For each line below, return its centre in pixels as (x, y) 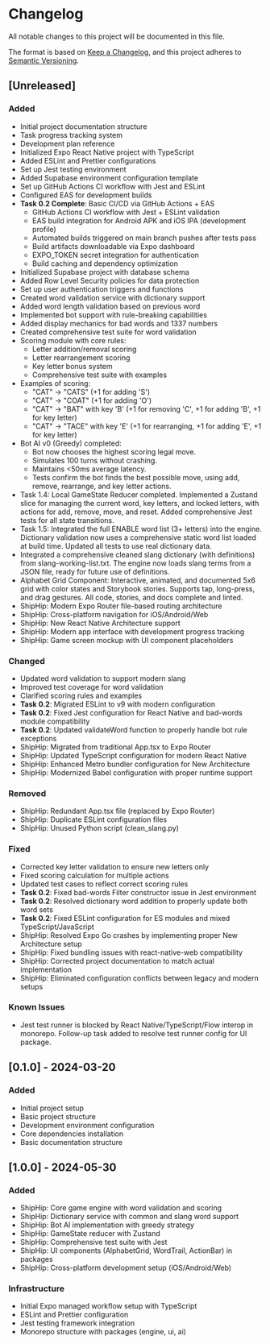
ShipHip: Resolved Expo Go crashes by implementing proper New (129, 935)
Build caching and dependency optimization (105, 263)
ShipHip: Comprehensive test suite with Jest (93, 1242)
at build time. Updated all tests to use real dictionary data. (116, 545)
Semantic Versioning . (44, 60)
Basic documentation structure (71, 1142)
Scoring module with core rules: (73, 340)
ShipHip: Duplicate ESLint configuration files (93, 819)
